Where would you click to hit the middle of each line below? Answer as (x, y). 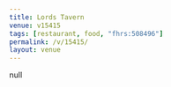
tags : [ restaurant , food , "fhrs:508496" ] (86, 33)
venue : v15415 (35, 25)
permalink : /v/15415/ (49, 42)
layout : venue (35, 50)
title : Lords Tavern (47, 17)
